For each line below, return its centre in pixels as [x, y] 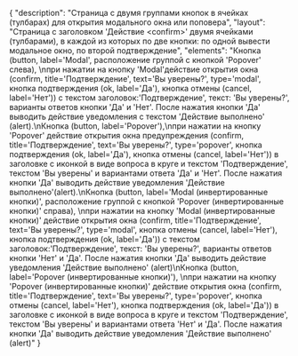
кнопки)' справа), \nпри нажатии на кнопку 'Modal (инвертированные [142, 211]
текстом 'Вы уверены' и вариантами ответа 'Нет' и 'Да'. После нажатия [146, 324]
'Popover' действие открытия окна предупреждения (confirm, [127, 135]
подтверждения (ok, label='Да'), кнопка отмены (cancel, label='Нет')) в [144, 154]
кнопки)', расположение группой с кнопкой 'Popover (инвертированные [147, 202]
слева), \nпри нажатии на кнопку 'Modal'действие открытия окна [134, 69]
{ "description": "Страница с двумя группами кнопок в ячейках [129, 13]
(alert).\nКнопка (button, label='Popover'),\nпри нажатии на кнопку [135, 126]
